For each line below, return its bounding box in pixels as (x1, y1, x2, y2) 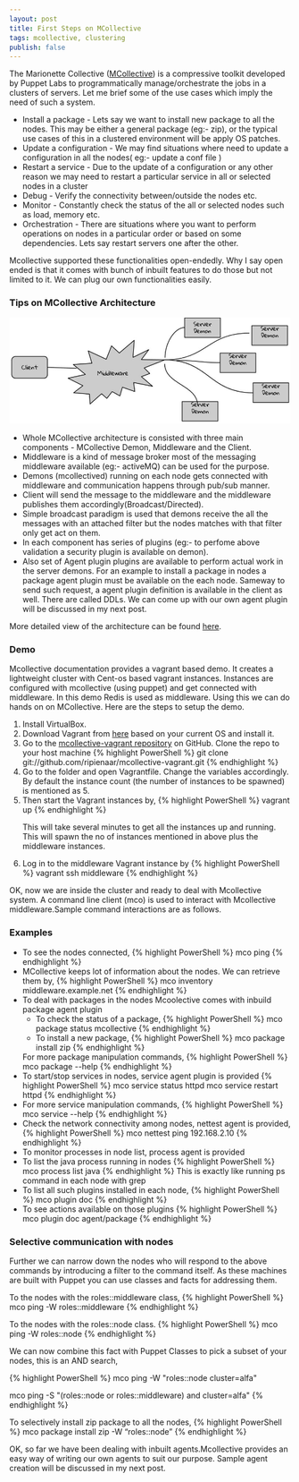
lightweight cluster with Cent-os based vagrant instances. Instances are (9, 673, 274, 684)
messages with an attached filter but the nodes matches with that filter (21, 518, 283, 529)
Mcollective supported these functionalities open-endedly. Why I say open (9, 255, 284, 266)
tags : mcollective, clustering (9, 33, 126, 42)
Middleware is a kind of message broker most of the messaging (21, 452, 257, 463)
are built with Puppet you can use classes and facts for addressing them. (9, 1274, 278, 1285)
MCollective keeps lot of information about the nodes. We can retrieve (21, 966, 281, 976)
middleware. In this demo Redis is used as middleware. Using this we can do (9, 692, 290, 703)
